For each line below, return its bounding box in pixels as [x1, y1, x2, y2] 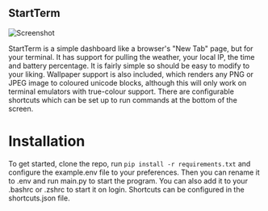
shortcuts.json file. [8, 193, 70, 203]
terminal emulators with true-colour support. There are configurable [8, 87, 234, 96]
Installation [8, 133, 86, 150]
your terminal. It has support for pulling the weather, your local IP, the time [8, 52, 255, 61]
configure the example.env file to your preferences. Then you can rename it [8, 167, 260, 177]
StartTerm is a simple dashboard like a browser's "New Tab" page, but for [8, 44, 253, 53]
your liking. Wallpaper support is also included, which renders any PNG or [8, 69, 254, 79]
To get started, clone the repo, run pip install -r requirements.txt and [8, 158, 251, 168]
